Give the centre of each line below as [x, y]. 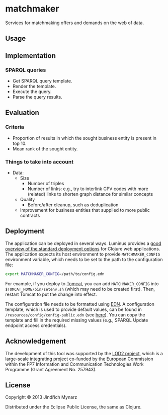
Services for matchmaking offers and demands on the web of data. [75, 23]
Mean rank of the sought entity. [45, 148]
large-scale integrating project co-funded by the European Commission [79, 359]
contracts [30, 215]
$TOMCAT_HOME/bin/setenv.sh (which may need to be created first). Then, [80, 289]
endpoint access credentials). [36, 325]
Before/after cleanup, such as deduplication [73, 205]
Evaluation [22, 113]
